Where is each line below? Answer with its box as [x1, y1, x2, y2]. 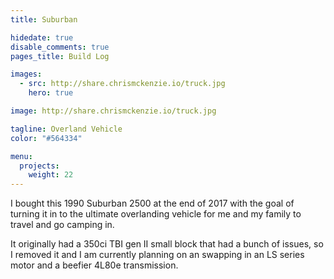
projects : [19, 161, 60, 171]
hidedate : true [10, 32, 74, 43]
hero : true [28, 88, 74, 98]
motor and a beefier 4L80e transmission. [10, 259, 179, 271]
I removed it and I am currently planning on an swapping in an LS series [10, 249, 305, 261]
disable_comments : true [10, 42, 110, 52]
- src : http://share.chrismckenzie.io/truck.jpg [19, 79, 226, 89]
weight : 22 [28, 170, 74, 180]
